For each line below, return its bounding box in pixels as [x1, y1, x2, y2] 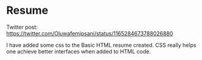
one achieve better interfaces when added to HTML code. [6, 47, 151, 55]
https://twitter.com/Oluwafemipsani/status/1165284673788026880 [6, 29, 173, 37]
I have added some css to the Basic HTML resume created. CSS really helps [6, 41, 197, 49]
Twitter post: [6, 23, 38, 31]
